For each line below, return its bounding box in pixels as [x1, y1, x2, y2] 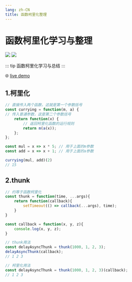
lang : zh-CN [5, 7, 30, 12]
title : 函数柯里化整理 [5, 12, 47, 17]
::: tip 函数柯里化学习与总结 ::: [5, 63, 66, 69]
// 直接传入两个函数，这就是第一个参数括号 [5, 102, 83, 107]
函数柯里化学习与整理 [5, 35, 93, 46]
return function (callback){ [14, 198, 72, 204]
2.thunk [5, 176, 30, 185]
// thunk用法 [5, 240, 31, 245]
